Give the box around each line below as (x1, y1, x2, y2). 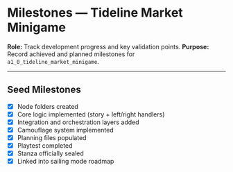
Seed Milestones (7, 84, 81, 96)
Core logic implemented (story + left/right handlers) (17, 110, 165, 119)
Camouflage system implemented (17, 126, 114, 134)
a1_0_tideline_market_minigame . (7, 57, 99, 65)
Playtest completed (17, 141, 73, 150)
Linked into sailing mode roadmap (17, 157, 114, 166)
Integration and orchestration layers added (17, 118, 140, 126)
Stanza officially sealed (17, 149, 85, 157)
